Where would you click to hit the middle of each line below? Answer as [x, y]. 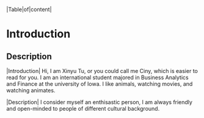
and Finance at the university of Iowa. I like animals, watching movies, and [100, 84]
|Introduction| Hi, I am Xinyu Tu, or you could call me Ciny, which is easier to [102, 71]
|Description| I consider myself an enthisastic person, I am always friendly [99, 102]
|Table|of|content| [29, 9]
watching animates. [31, 90]
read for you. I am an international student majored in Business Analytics [97, 77]
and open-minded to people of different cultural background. [83, 109]
